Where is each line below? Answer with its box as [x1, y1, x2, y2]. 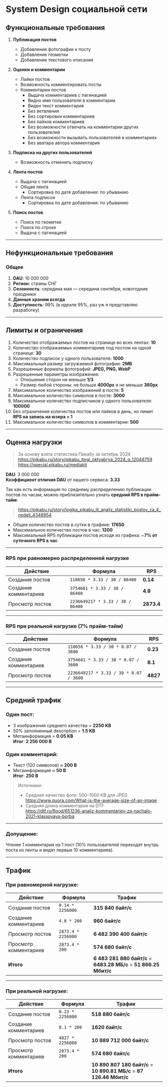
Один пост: [5, 711, 34, 718]
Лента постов [12, 169, 43, 175]
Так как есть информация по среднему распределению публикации [5, 487, 152, 493]
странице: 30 [12, 350, 42, 356]
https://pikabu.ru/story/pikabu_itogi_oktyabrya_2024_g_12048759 [17, 457, 153, 463]
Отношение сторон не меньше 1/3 [20, 376, 94, 382]
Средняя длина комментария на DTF [25, 803, 104, 809]
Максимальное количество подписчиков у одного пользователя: [12, 398, 153, 404]
